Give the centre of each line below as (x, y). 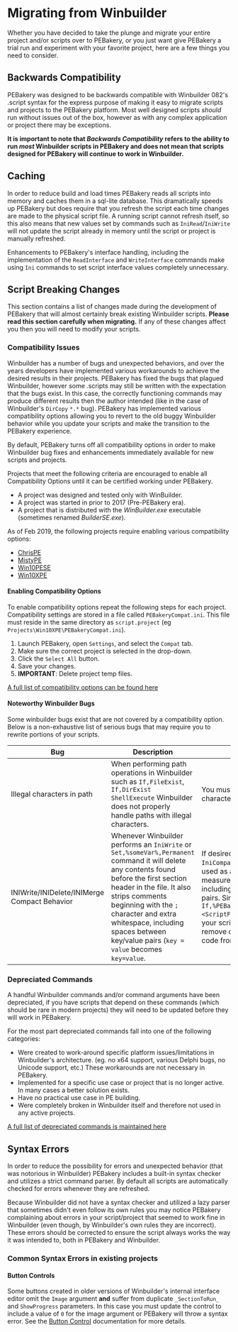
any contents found (143, 869)
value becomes (137, 950)
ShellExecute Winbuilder (152, 798)
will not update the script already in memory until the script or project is (112, 231)
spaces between (138, 932)
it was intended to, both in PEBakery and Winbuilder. (84, 1240)
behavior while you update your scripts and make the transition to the (109, 423)
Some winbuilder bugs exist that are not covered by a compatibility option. (116, 720)
